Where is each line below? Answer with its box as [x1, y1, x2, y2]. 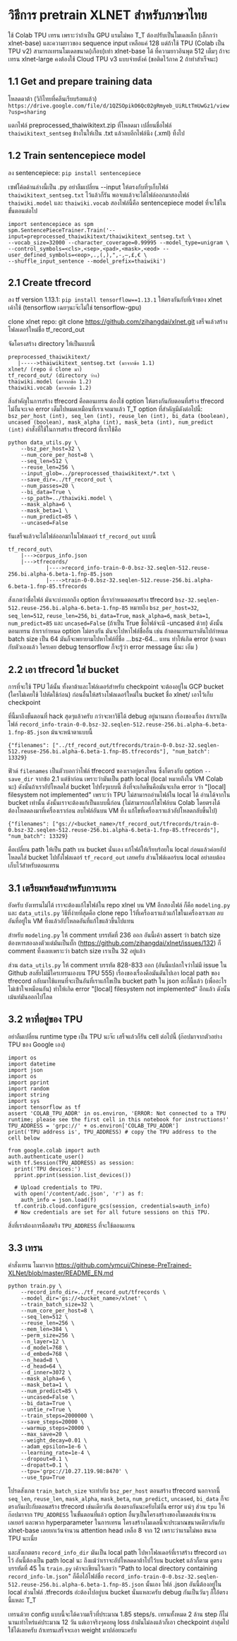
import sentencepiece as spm [8, 220, 94, 227]
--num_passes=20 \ [20, 482, 75, 490]
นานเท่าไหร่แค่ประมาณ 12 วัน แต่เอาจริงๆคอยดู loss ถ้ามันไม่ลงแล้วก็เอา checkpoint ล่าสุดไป [8, 1618, 229, 1626]
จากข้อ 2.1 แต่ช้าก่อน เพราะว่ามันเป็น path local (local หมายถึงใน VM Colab [35, 775, 224, 783]
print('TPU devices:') [14, 1165, 81, 1172]
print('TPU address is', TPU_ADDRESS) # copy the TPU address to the [8, 1128, 217, 1135]
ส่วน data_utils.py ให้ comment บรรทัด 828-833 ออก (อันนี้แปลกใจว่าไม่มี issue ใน [8, 961, 228, 969]
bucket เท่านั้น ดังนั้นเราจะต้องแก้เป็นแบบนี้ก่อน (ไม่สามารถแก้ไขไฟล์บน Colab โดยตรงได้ [8, 799, 221, 807]
